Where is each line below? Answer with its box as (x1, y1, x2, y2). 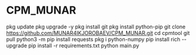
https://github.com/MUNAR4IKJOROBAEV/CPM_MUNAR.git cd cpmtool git (6, 29, 190, 36)
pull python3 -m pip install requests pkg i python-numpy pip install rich (6, 35, 180, 43)
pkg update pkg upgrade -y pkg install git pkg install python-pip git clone (6, 23, 186, 30)
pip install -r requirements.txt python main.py (28, 42, 139, 49)
